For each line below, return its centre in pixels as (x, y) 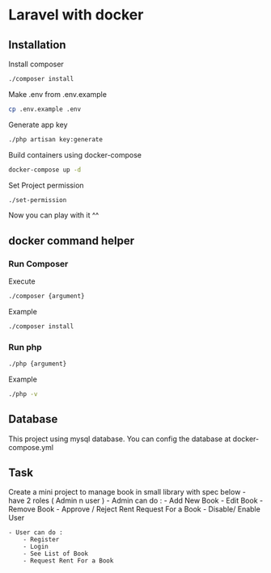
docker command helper (72, 240)
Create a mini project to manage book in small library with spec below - (127, 492)
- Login (36, 547)
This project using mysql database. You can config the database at (120, 439)
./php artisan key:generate (56, 139)
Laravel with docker (76, 15)
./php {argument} (38, 364)
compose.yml (31, 447)
